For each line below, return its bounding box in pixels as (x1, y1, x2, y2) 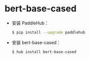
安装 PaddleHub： (11, 20, 49, 26)
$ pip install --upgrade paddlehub (11, 30, 86, 35)
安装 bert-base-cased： (11, 39, 61, 45)
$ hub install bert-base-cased (11, 49, 77, 55)
